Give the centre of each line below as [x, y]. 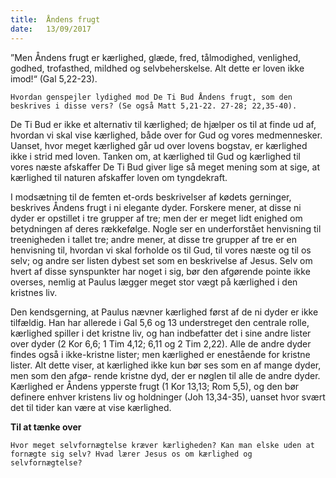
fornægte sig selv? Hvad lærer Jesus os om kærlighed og [131, 454]
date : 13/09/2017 [51, 29]
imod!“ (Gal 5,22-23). [54, 78]
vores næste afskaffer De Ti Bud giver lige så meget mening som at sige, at [165, 167]
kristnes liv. [34, 292]
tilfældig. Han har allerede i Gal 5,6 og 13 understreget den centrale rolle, [160, 322]
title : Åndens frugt [55, 19]
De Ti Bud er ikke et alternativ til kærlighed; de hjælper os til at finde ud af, [163, 124]
